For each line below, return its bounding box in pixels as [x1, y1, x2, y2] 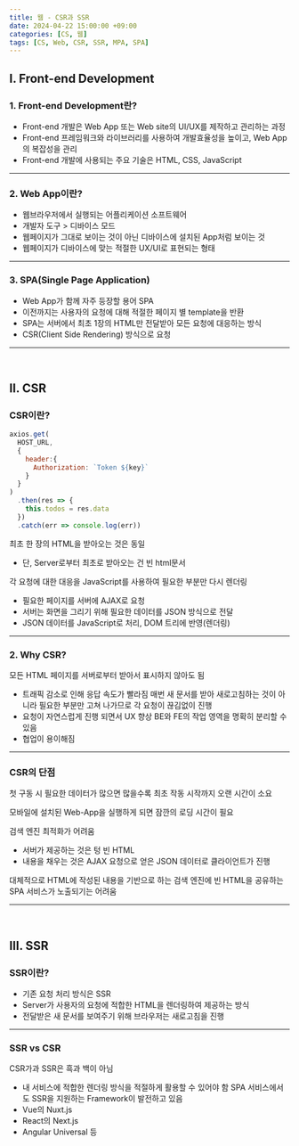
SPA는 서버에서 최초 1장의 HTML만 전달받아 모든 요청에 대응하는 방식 [21, 317, 263, 328]
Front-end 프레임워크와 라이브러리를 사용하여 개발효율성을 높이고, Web [21, 132, 271, 143]
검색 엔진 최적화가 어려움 [9, 826, 95, 837]
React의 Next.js [21, 1116, 78, 1126]
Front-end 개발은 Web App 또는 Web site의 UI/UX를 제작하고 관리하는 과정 [21, 121, 287, 132]
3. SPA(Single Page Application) [9, 274, 150, 286]
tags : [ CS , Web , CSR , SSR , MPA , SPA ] [9, 37, 149, 47]
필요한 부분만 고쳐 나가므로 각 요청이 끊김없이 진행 [38, 700, 213, 711]
